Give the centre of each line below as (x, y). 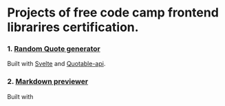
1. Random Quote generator (54, 49)
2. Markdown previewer (47, 82)
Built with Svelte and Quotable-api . (56, 64)
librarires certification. (73, 27)
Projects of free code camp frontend (113, 13)
